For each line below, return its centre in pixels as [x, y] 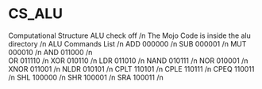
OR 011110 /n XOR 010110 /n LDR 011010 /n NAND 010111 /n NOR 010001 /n [128, 61]
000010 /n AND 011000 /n [50, 52]
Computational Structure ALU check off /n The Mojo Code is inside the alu [130, 35]
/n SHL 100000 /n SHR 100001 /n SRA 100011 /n [86, 77]
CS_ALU [36, 14]
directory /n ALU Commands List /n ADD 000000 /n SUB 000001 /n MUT [127, 43]
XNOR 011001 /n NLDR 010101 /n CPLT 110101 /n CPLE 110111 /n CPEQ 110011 [131, 69]
